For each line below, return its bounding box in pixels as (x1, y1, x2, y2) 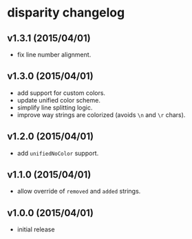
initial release (17, 225, 55, 233)
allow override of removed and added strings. (17, 187, 141, 196)
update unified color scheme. (17, 96, 101, 104)
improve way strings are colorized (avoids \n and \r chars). (17, 110, 186, 118)
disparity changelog (7, 5, 125, 21)
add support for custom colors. (17, 88, 105, 97)
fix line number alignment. (17, 50, 92, 59)
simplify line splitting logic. (17, 103, 93, 112)
